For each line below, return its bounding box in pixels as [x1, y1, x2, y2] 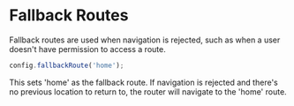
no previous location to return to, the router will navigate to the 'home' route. [9, 86, 287, 97]
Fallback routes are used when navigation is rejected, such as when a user [9, 34, 281, 45]
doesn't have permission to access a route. [9, 43, 166, 54]
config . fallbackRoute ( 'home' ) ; [9, 61, 124, 70]
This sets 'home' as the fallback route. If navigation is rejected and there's [9, 77, 278, 87]
